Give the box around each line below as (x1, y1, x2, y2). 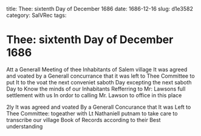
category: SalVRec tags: (6, 12, 67, 19)
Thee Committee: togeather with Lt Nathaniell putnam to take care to (6, 109, 178, 117)
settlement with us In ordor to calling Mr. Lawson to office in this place (6, 91, 182, 99)
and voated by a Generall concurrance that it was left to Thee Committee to (6, 72, 196, 80)
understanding (6, 123, 43, 130)
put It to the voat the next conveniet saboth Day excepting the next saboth (6, 78, 192, 86)
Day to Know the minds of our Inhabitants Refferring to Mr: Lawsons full (6, 85, 186, 92)
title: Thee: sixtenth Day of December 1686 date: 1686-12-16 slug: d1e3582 (6, 5, 193, 12)
